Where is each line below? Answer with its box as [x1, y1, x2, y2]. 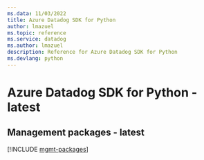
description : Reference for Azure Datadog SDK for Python [7, 49, 178, 56]
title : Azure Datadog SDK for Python [7, 17, 116, 23]
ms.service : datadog [7, 36, 67, 43]
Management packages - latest [7, 127, 145, 139]
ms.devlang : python [7, 55, 64, 62]
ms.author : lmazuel [7, 42, 64, 49]
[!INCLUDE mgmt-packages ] [7, 145, 89, 153]
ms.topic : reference [7, 29, 67, 37]
